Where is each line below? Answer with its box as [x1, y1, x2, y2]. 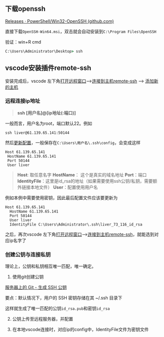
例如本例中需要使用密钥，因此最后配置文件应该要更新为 [5, 195, 118, 201]
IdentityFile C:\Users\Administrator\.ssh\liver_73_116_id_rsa [9, 222, 142, 227]
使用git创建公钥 [12, 274, 44, 280]
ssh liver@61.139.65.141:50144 [5, 130, 70, 135]
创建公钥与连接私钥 [5, 251, 51, 258]
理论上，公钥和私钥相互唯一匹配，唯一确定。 [5, 263, 96, 269]
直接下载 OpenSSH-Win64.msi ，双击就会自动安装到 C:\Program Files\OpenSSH [5, 28, 157, 34]
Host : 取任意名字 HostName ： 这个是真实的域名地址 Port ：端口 [17, 171, 147, 177]
